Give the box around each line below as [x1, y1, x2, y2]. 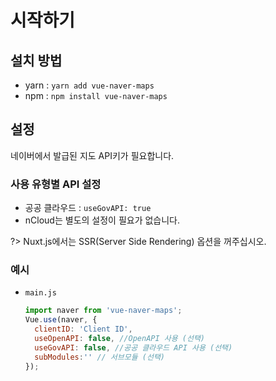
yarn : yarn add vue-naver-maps [24, 79, 155, 91]
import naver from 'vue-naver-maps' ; [24, 306, 183, 316]
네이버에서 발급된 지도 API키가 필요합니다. [10, 149, 175, 161]
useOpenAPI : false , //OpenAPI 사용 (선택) [34, 334, 206, 344]
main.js [24, 288, 57, 298]
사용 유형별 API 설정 [10, 177, 102, 191]
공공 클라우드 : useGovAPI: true [24, 202, 152, 214]
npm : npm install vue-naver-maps [24, 90, 168, 101]
